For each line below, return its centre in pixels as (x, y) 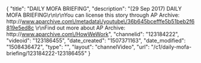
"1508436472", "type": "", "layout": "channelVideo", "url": (78, 47)
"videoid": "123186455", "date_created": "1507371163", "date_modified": (96, 40)
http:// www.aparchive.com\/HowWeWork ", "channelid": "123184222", (93, 34)
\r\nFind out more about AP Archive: (81, 28)
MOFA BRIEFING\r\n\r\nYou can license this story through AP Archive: (93, 15)
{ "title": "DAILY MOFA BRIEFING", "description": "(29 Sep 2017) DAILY (94, 9)
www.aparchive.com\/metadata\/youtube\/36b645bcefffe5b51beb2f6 (108, 21)
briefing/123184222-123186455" (47, 53)
